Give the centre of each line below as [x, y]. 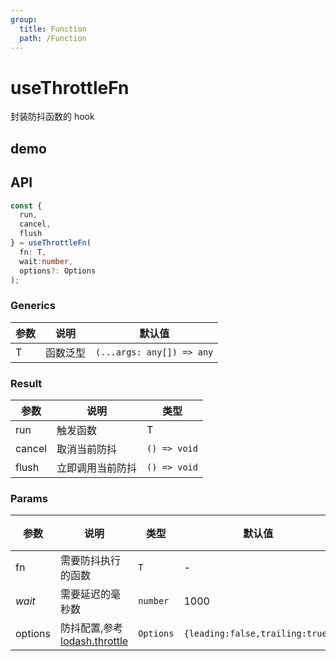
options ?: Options [58, 271]
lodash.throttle [94, 641]
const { [26, 206]
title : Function [53, 29]
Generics [33, 306]
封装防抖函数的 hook [52, 117]
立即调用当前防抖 [97, 468]
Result [26, 383]
